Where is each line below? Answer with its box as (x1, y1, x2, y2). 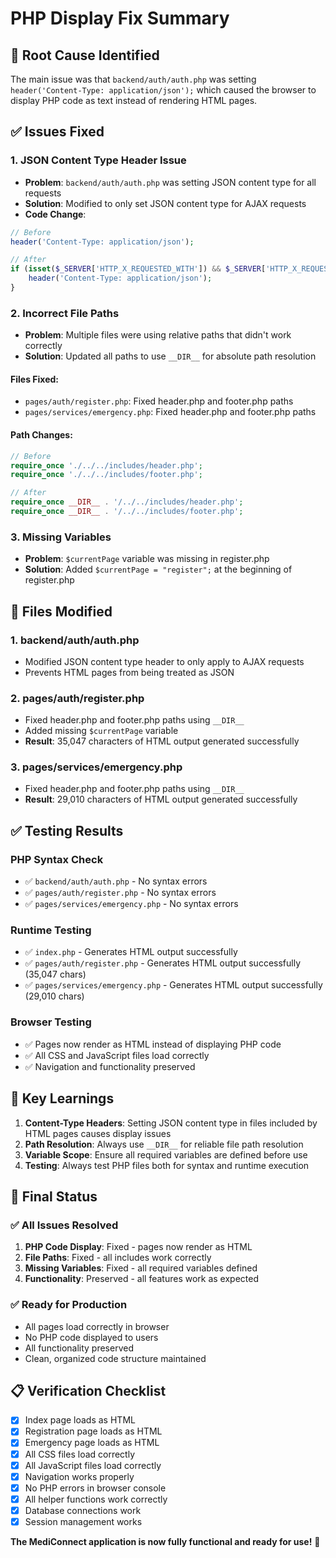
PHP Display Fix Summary (10, 7, 230, 30)
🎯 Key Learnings (10, 1090, 115, 1107)
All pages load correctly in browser (24, 1320, 170, 1332)
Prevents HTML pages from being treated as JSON (24, 666, 235, 678)
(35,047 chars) (24, 968, 87, 981)
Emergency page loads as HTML (24, 1437, 160, 1449)
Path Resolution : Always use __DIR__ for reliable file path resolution (24, 1138, 304, 1150)
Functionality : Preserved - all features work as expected (24, 1273, 260, 1285)
